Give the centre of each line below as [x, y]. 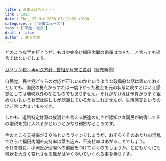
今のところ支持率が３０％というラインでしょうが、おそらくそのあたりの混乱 [83, 135]
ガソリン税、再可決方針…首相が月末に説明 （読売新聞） [61, 69]
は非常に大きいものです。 [31, 106]
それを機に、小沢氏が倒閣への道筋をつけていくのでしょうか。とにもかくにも [83, 147]
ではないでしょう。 [29, 58]
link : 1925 [17, 14]
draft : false [20, 33]
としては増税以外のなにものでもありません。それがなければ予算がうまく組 [85, 93]
